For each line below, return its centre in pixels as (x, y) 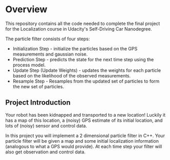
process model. (29, 65)
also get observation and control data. (46, 152)
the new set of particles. (38, 86)
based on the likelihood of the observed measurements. (72, 75)
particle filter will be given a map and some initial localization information (82, 141)
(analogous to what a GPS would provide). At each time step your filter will (84, 146)
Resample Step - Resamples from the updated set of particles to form (86, 81)
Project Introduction (38, 103)
